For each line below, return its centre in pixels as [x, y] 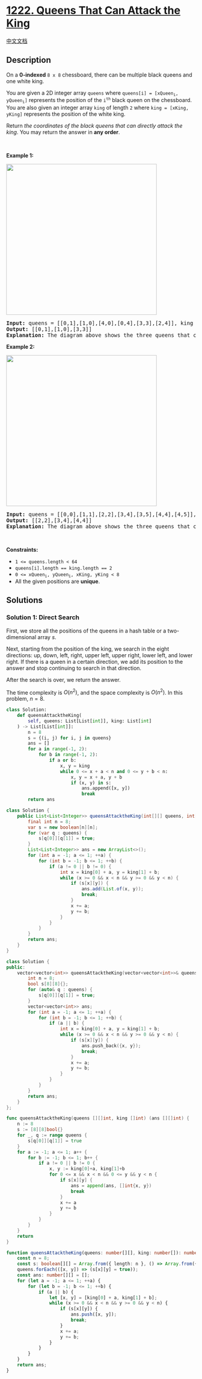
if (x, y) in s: [91, 783]
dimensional [21, 637]
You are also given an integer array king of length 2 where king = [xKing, [98, 107]
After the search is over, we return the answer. [64, 680]
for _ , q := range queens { [52, 1135]
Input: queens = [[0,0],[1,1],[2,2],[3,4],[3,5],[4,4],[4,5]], [101, 514]
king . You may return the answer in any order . [63, 132]
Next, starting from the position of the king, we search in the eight [88, 649]
